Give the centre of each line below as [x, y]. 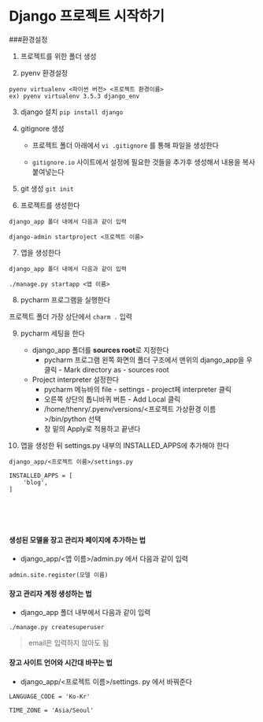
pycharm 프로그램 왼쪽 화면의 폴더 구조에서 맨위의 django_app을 [144, 360]
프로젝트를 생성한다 [50, 205]
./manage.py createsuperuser [57, 628]
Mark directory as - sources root [116, 369]
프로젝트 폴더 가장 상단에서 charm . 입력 [71, 317]
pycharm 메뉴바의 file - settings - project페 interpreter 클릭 [137, 389]
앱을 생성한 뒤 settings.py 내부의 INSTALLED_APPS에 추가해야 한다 [125, 445]
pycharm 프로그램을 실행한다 [65, 299]
